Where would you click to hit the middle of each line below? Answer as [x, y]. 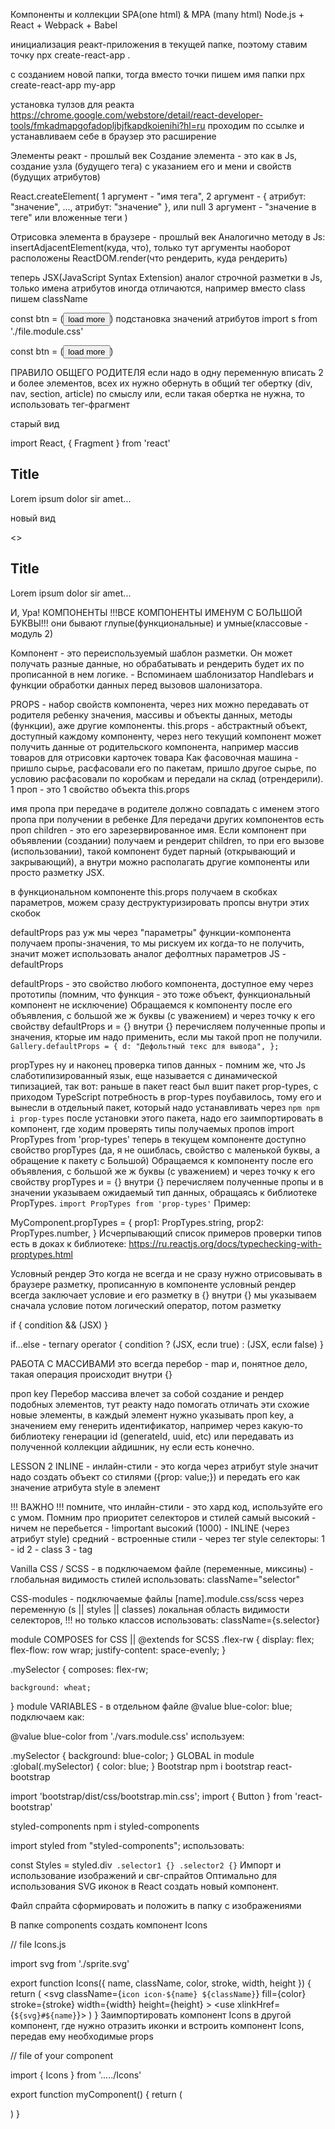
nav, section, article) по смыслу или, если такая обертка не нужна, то [157, 393]
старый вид [35, 423]
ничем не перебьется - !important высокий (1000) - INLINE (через [150, 1528]
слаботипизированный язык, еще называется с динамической [144, 1075]
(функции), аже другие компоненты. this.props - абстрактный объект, [159, 725]
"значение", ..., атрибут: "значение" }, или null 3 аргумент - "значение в [163, 207]
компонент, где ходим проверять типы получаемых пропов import [152, 1128]
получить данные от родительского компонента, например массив [154, 746]
